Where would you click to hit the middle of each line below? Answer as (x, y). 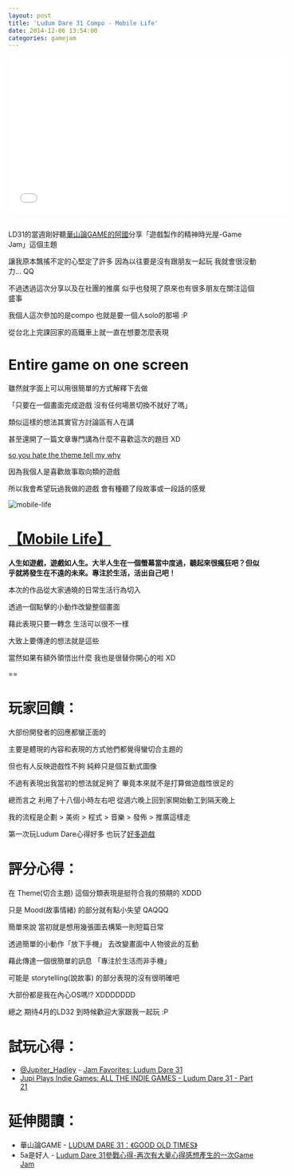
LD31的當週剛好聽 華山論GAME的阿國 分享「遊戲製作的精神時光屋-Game (125, 234)
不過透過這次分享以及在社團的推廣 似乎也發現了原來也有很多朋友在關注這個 (131, 288)
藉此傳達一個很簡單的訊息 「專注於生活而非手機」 (90, 961)
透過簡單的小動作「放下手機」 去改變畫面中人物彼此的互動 (104, 944)
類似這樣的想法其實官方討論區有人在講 (71, 422)
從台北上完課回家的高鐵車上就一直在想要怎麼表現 (88, 332)
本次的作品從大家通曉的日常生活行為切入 (74, 590)
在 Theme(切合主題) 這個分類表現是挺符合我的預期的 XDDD (105, 893)
